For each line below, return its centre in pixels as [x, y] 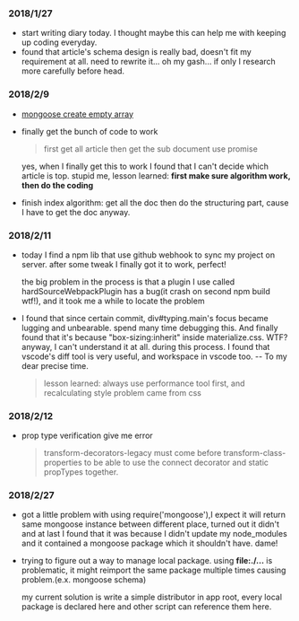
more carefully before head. [73, 71]
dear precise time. [55, 365]
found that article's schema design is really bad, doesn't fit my [136, 52]
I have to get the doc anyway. [76, 212]
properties [63, 463]
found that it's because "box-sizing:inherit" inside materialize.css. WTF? [154, 337]
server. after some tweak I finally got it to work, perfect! [124, 264]
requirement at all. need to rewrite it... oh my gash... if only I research [149, 62]
